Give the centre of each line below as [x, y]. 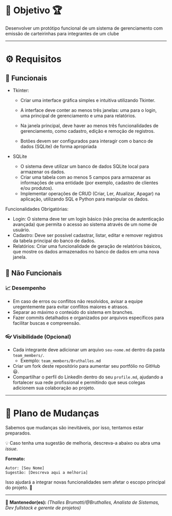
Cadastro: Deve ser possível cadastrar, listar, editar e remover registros [88, 235]
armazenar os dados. [43, 172]
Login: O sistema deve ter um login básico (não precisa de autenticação [88, 219]
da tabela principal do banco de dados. [54, 241]
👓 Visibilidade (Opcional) [38, 336]
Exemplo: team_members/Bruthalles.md [61, 361]
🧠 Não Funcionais [34, 273]
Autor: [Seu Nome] [25, 468]
